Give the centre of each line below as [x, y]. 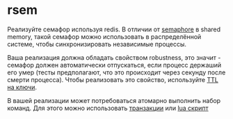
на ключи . [22, 87]
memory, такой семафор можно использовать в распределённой [104, 36]
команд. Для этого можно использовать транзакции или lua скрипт [108, 108]
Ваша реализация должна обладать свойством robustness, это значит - [114, 57]
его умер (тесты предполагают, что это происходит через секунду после [116, 72]
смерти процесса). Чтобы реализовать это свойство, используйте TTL [113, 79]
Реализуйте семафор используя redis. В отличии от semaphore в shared [114, 29]
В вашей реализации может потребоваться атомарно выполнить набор [114, 100]
